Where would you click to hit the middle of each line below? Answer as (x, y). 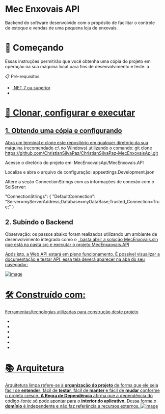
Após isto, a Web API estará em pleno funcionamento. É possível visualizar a (82, 254)
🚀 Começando (34, 48)
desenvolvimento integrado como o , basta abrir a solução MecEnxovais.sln (82, 239)
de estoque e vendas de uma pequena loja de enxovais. (61, 28)
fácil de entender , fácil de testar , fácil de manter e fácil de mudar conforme (82, 390)
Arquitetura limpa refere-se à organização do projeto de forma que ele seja (82, 385)
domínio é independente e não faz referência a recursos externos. (72, 406)
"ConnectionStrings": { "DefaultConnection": (50, 196)
